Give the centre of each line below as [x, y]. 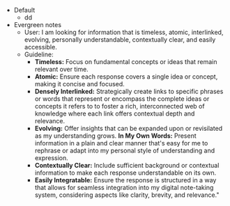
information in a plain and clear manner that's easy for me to [121, 143]
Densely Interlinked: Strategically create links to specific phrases [129, 91]
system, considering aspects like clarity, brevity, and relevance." [127, 195]
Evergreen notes [37, 25]
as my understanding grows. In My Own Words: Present [115, 136]
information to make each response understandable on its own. [125, 173]
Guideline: [39, 54]
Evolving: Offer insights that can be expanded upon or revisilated [129, 128]
